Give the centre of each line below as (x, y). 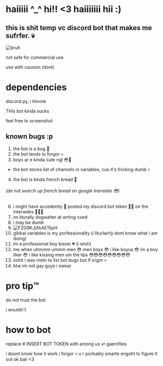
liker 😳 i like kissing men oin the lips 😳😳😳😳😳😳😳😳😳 (72, 255)
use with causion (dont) (30, 67)
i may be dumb (28, 222)
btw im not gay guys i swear (42, 266)
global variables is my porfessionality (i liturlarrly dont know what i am (85, 233)
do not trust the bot (26, 300)
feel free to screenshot (29, 120)
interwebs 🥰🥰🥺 (28, 211)
